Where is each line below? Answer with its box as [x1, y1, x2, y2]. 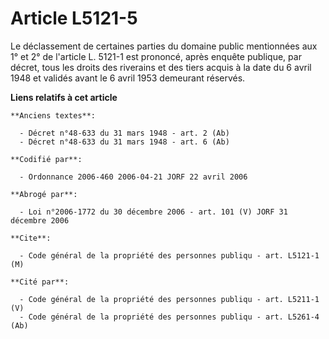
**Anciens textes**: [10, 110, 97, 121]
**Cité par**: [10, 277, 70, 287]
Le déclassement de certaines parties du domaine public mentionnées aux [10, 40, 318, 52]
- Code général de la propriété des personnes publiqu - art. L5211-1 [19, 294, 320, 304]
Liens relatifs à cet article [10, 91, 118, 103]
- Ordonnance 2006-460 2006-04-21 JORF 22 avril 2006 [19, 172, 248, 182]
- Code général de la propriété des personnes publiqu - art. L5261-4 [19, 312, 320, 322]
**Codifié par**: [10, 154, 83, 164]
